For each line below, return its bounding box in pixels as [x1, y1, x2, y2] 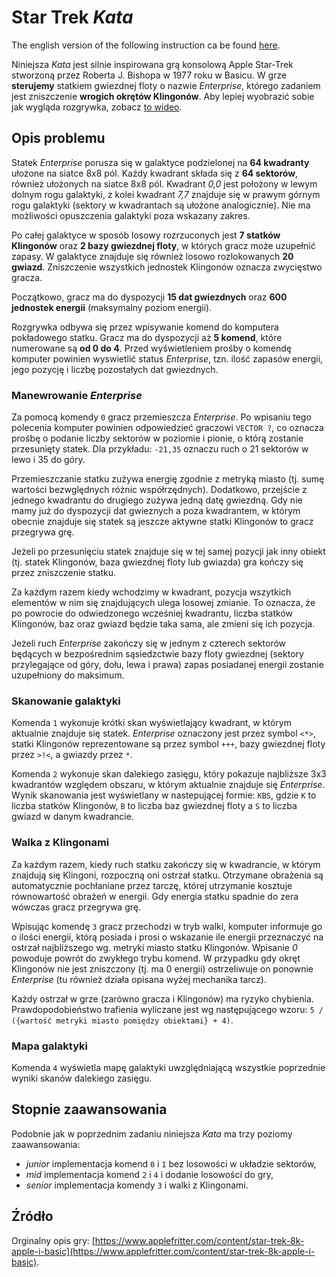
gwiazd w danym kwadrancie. [11, 811, 134, 823]
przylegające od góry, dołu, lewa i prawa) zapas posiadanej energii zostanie [11, 659, 324, 671]
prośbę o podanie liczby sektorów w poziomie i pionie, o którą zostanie [11, 432, 304, 445]
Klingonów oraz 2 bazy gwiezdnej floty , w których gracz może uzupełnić [11, 239, 316, 251]
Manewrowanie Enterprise [11, 388, 143, 402]
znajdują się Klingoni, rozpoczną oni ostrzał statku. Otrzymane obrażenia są [11, 869, 324, 881]
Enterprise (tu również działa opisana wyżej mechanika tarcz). [11, 973, 267, 985]
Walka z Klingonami [11, 836, 110, 850]
